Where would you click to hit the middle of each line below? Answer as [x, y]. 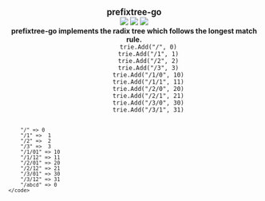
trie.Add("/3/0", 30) [149, 103]
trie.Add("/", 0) [148, 47]
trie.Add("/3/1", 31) [149, 110]
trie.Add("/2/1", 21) [149, 96]
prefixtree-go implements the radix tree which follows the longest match [134, 31]
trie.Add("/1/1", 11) [149, 82]
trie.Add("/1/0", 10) [149, 75]
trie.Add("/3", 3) [148, 68]
